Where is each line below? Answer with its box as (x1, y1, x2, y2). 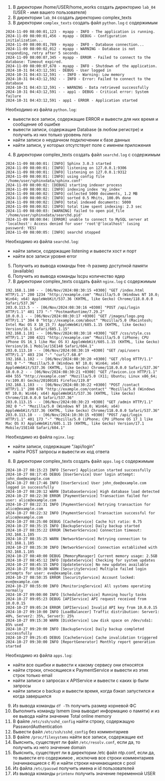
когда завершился (12, 693, 52, 699)
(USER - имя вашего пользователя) (12, 9, 87, 15)
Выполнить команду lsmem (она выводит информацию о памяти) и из (12, 708, 160, 714)
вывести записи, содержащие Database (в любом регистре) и (12, 127, 143, 132)
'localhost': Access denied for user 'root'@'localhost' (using (5, 221, 140, 226)
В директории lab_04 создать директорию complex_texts (12, 15, 132, 20)
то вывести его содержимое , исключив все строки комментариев (12, 755, 154, 760)
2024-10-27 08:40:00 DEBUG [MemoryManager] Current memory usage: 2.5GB (5, 554, 158, 559)
